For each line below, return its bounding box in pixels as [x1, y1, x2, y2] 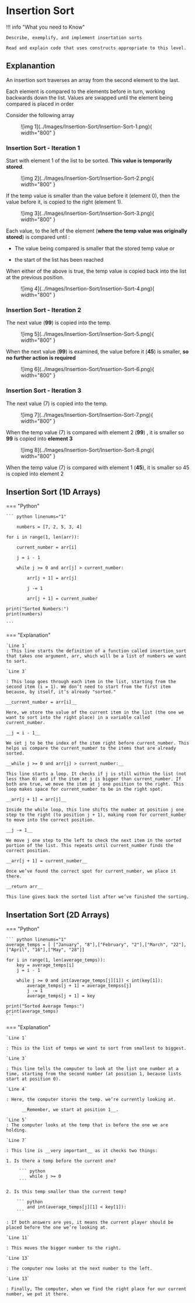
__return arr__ [6, 884, 43, 890]
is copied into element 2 [6, 470, 64, 477]
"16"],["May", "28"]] [32, 947, 85, 953]
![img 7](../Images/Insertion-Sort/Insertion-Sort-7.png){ [20, 411, 154, 418]
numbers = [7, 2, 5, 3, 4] [16, 524, 82, 530]
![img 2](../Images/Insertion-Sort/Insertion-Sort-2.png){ [20, 174, 155, 182]
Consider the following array [6, 111, 75, 118]
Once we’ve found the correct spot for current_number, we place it [6, 868, 176, 875]
